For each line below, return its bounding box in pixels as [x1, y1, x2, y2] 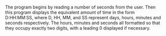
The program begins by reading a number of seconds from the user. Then [5, 4, 156, 10]
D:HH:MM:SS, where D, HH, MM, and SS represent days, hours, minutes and [5, 15, 161, 20]
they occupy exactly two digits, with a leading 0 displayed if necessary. [5, 25, 151, 31]
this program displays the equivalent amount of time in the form [5, 9, 135, 15]
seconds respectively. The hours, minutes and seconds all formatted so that [5, 20, 160, 26]
